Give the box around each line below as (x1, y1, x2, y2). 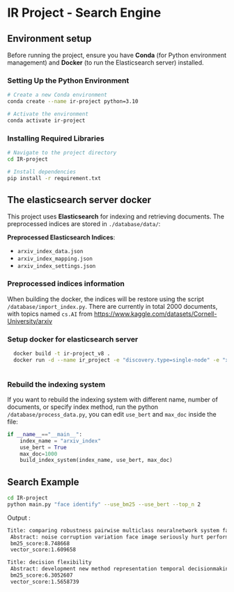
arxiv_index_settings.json (17, 263, 96, 270)
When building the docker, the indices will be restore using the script (7, 294, 204, 303)
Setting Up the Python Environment (7, 75, 130, 85)
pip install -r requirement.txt (7, 175, 101, 182)
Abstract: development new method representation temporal (10, 566, 186, 573)
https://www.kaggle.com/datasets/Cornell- (93, 310, 217, 318)
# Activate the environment (7, 111, 89, 118)
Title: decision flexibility (7, 559, 92, 566)
